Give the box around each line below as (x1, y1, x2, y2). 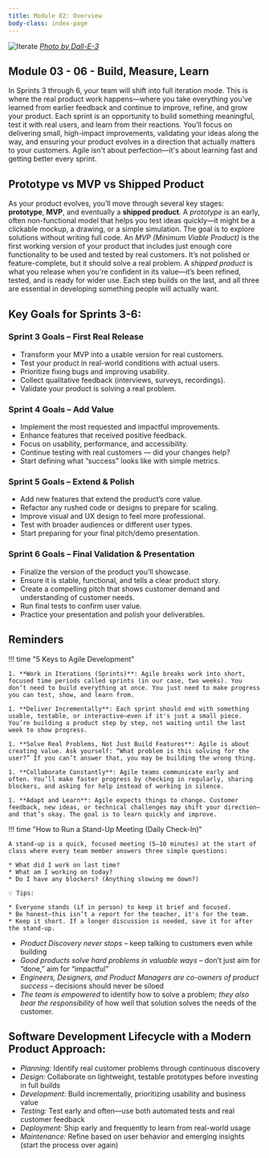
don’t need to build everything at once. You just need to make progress (8, 683, 261, 691)
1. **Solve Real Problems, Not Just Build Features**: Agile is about (8, 740, 250, 748)
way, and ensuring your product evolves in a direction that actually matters (8, 137, 255, 147)
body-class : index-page (8, 19, 88, 27)
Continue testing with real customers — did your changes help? (19, 447, 230, 458)
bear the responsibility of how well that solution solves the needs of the (19, 997, 257, 1008)
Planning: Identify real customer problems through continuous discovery (19, 1063, 260, 1073)
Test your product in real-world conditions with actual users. (19, 358, 220, 368)
